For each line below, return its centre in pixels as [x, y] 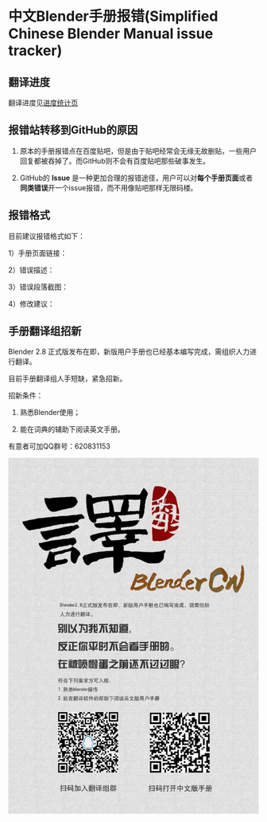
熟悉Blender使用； [50, 413]
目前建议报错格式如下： [46, 236]
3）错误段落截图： [39, 287]
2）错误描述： [31, 270]
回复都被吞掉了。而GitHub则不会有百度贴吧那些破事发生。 [115, 161]
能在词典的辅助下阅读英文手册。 [72, 429]
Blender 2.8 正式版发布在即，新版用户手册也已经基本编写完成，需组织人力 [129, 352]
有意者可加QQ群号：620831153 [60, 446]
